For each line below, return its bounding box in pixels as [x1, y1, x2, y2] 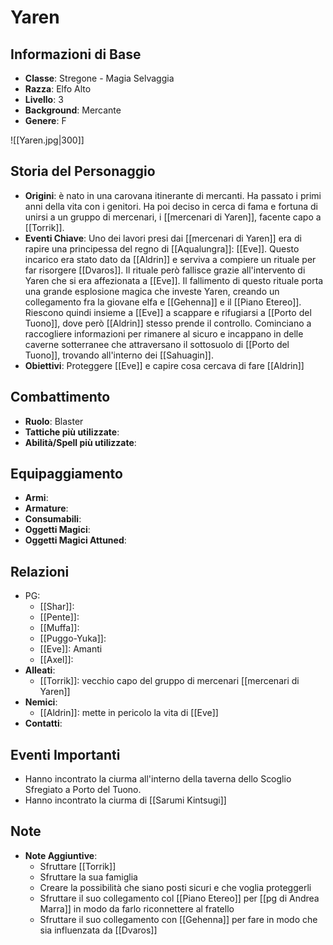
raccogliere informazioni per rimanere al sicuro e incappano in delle [24, 327, 304, 340]
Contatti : [24, 717, 63, 730]
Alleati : [24, 664, 56, 676]
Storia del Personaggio [10, 163, 156, 180]
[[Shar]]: [39, 601, 75, 613]
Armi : [24, 492, 49, 504]
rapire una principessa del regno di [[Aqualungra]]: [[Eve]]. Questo [24, 242, 300, 255]
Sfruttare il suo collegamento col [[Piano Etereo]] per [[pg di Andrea [39, 892, 320, 904]
